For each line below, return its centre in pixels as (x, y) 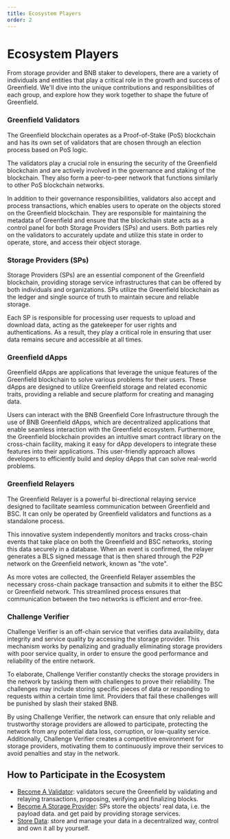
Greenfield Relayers (41, 484)
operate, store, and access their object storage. (74, 242)
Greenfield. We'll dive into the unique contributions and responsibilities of (111, 87)
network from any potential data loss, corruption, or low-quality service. (109, 731)
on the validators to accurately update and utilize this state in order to (105, 235)
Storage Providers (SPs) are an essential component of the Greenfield (106, 275)
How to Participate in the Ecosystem (87, 775)
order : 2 (20, 20)
